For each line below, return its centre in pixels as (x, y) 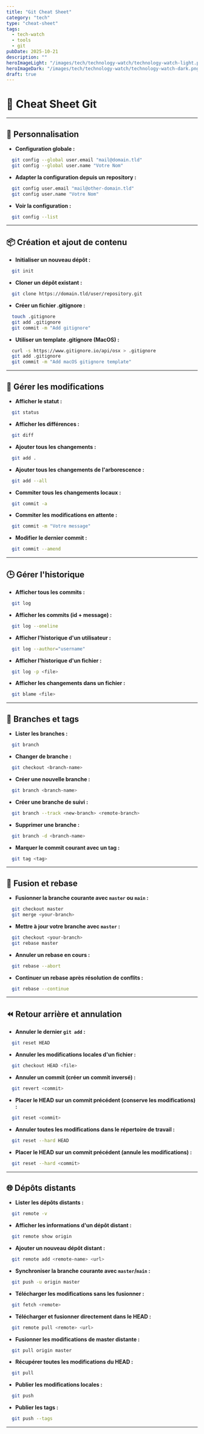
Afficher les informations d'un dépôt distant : (73, 1225)
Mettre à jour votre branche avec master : (67, 926)
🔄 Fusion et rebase (42, 883)
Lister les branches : (41, 734)
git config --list (35, 217)
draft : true (21, 74)
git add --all (29, 481)
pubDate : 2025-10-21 (32, 52)
